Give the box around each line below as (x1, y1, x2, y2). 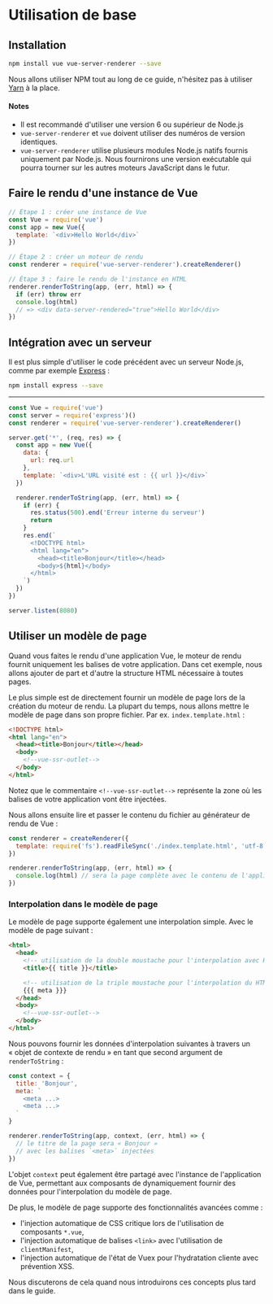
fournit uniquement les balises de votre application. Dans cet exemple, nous (8, 659, 262, 669)
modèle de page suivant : (8, 926, 93, 935)
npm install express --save (8, 382, 104, 390)
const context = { (8, 1071, 71, 1079)
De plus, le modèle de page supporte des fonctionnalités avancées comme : (8, 1202, 263, 1212)
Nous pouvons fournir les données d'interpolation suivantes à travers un (8, 1039, 250, 1049)
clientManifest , (19, 1244, 75, 1254)
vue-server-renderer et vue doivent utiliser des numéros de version (19, 129, 245, 138)
